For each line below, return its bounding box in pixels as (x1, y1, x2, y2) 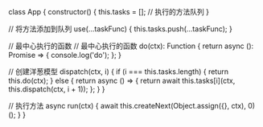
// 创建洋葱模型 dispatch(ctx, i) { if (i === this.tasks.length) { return (8, 67, 229, 76)
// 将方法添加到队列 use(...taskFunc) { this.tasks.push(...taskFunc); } (8, 24, 233, 34)
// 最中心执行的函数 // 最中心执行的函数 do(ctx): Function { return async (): (8, 41, 254, 51)
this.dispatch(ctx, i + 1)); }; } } (8, 84, 106, 94)
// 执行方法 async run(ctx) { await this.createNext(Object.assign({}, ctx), (8, 101, 247, 110)
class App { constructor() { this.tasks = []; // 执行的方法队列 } (8, 7, 210, 16)
